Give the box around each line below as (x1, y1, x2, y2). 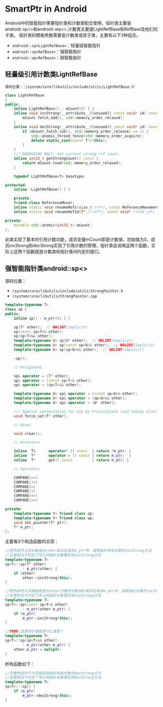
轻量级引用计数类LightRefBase (5, 70, 98, 79)
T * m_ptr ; (14, 524, 34, 530)
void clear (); (14, 431, 42, 436)
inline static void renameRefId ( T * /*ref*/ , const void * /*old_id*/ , (14, 209, 160, 214)
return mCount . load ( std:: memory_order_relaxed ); (22, 160, 123, 166)
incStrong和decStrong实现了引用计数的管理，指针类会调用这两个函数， (9, 243, 152, 249)
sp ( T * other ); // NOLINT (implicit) (14, 324, 88, 330)
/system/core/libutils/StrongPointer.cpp (12, 294, 97, 299)
